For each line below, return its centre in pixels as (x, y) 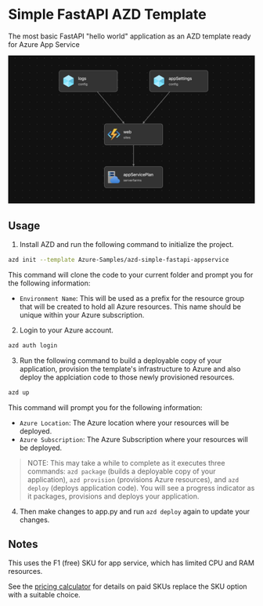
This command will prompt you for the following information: (105, 407)
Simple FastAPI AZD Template (107, 15)
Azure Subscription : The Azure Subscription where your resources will (133, 439)
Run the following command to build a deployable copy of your (121, 360)
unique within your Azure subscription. (82, 314)
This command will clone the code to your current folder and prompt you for (131, 274)
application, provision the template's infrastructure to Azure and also (130, 368)
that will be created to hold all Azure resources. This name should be (130, 307)
